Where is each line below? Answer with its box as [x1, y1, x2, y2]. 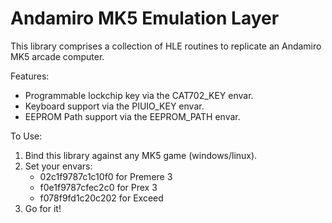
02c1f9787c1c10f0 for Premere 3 [39, 170, 173, 182]
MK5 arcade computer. [10, 50, 105, 62]
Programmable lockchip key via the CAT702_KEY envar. [24, 89, 254, 101]
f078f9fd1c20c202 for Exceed [39, 192, 164, 204]
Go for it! [24, 202, 62, 214]
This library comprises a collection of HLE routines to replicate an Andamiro [10, 40, 322, 52]
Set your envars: [24, 160, 93, 172]
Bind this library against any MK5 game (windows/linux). [24, 149, 258, 161]
